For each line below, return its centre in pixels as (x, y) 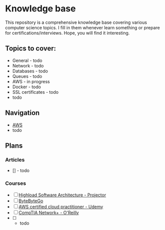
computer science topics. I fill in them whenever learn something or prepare (82, 27)
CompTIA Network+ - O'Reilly (49, 212)
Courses (16, 183)
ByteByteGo (31, 201)
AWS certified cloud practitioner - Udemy (61, 207)
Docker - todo (27, 87)
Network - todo (28, 65)
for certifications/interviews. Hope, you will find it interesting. (67, 33)
